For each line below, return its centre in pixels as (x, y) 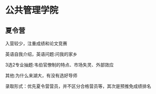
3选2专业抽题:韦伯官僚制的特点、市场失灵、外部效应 (60, 65)
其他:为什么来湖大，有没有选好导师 (41, 75)
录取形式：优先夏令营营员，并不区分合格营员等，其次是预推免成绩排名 (78, 86)
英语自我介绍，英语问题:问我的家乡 (41, 54)
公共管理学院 (32, 10)
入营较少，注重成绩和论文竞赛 (36, 43)
